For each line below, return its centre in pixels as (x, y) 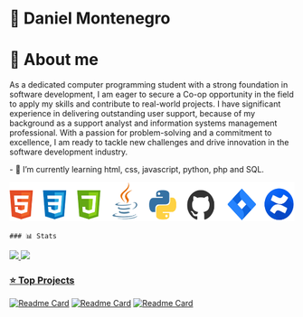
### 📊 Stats (33, 237)
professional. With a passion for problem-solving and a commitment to (141, 133)
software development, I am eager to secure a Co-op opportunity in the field (151, 95)
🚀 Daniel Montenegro (90, 19)
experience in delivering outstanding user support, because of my (133, 114)
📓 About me (54, 60)
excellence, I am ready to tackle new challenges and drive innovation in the (149, 143)
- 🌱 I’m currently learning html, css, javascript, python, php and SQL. (137, 170)
